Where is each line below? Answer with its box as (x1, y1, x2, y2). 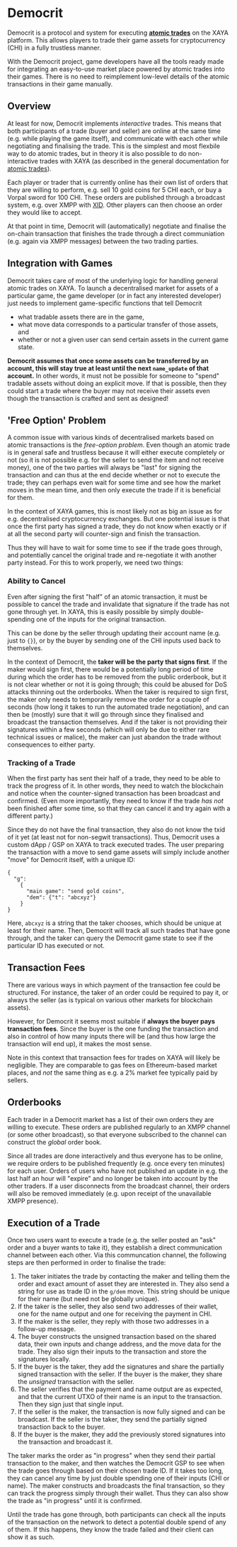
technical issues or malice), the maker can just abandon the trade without (7, 732, 221, 741)
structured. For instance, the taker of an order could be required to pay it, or (7, 988, 229, 997)
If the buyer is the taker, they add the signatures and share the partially (17, 1362, 224, 1371)
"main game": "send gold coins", (25, 888, 125, 895)
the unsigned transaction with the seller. (17, 1378, 134, 1386)
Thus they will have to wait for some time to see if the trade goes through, (7, 543, 223, 552)
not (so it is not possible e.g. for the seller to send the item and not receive (7, 455, 224, 465)
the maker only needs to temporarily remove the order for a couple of (7, 695, 210, 703)
